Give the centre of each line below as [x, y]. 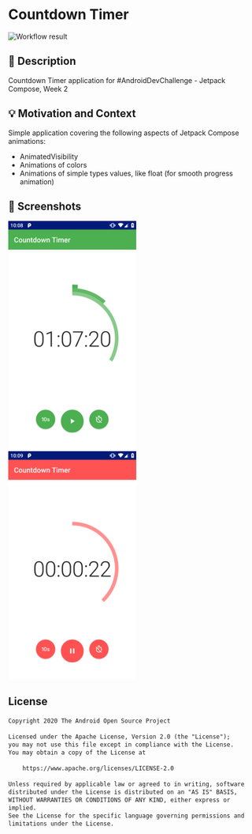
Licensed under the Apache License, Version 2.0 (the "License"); [119, 737]
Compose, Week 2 [38, 89]
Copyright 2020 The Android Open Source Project [89, 721]
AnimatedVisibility [49, 157]
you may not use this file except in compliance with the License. [121, 745]
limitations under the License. [61, 824]
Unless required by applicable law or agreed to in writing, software [126, 784]
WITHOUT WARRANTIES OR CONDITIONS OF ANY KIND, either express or [119, 800]
